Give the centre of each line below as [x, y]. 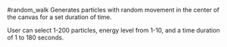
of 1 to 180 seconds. [35, 37]
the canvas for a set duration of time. [60, 17]
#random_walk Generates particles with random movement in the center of [113, 10]
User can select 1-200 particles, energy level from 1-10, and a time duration [113, 30]
